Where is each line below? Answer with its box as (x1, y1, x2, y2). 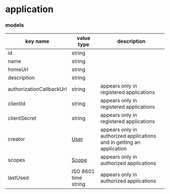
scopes (8, 157, 25, 164)
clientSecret (8, 115, 36, 122)
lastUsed (8, 174, 29, 181)
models (5, 22, 24, 29)
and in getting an (100, 139, 141, 146)
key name (25, 38, 50, 45)
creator (8, 136, 25, 143)
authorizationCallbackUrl (8, 86, 67, 93)
